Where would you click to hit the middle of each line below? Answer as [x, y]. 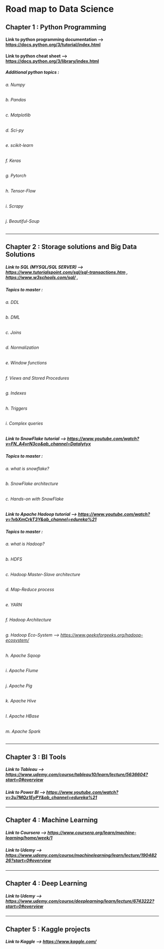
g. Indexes [16, 393]
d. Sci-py [15, 130]
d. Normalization [22, 347]
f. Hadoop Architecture [28, 620]
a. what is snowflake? [27, 468]
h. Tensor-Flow [21, 191]
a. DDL [12, 302]
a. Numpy [15, 85]
